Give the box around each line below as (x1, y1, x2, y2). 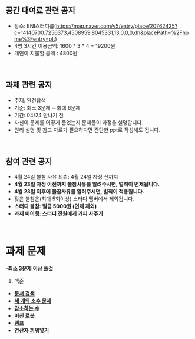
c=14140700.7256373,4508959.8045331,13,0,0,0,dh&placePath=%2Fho (14, 29, 189, 36)
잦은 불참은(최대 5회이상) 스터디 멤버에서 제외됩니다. (14, 195, 135, 202)
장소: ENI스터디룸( (14, 22, 57, 29)
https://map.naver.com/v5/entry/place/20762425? (55, 22, 178, 29)
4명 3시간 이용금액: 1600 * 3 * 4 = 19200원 (14, 42, 115, 49)
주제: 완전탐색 (14, 97, 47, 104)
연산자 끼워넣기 (14, 327, 49, 334)
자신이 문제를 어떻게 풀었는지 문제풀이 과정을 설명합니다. (14, 119, 144, 126)
